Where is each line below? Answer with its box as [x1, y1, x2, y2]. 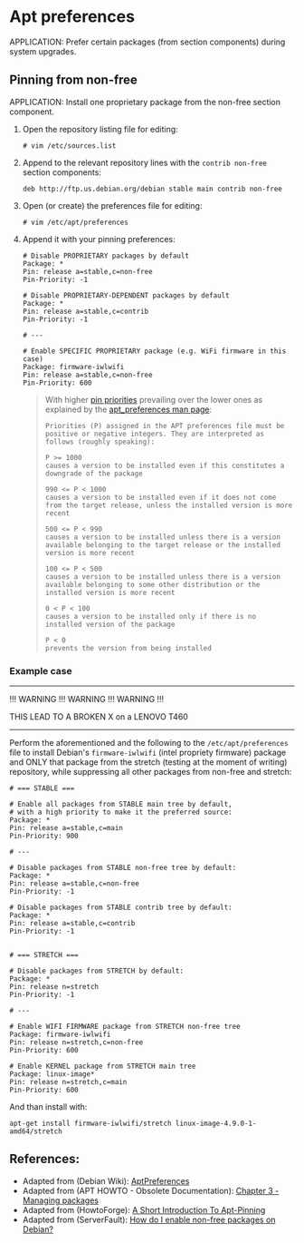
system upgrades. [9, 45, 77, 56]
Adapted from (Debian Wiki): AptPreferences [22, 1175, 190, 1186]
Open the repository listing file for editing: [22, 123, 178, 134]
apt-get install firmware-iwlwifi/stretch [9, 1119, 172, 1129]
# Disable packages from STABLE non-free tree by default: [9, 864, 237, 873]
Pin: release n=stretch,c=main [9, 1078, 128, 1087]
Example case [9, 664, 72, 677]
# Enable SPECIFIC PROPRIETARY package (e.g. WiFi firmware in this [22, 347, 287, 356]
